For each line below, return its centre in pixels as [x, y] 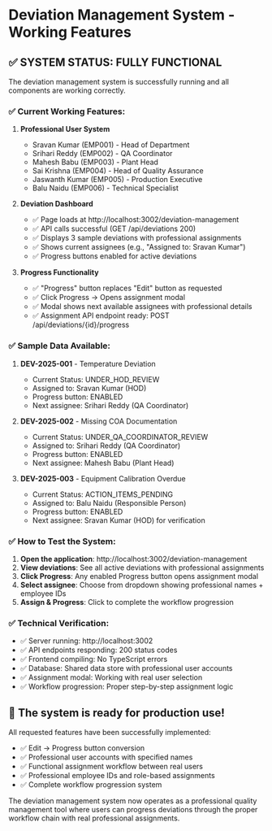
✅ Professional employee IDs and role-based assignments [117, 775]
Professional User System [65, 129]
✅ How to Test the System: [62, 541]
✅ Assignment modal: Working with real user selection [111, 677]
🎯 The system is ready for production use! [117, 713]
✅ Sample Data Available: [60, 346]
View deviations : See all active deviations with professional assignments [142, 568]
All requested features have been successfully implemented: [110, 732]
